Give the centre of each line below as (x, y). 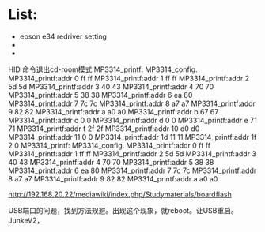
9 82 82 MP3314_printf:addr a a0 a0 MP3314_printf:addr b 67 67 (114, 111)
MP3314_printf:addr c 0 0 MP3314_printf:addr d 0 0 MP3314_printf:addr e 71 (132, 120)
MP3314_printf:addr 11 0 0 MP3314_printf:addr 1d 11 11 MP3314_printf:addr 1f (132, 137)
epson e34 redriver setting (63, 36)
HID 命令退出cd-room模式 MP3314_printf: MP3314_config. (103, 69)
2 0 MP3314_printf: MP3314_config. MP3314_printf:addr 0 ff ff (110, 145)
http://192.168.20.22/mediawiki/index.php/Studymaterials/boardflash (120, 194)
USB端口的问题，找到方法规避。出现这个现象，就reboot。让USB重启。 (123, 210)
